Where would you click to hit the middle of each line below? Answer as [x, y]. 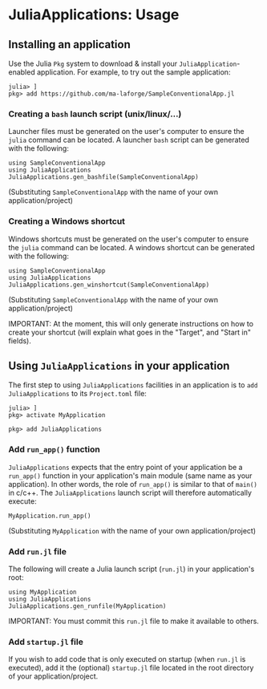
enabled [22, 72]
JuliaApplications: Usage [94, 15]
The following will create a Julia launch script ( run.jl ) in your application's [131, 569]
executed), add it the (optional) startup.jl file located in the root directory [131, 668]
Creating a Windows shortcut [67, 221]
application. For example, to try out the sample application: [133, 72]
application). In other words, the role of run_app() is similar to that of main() [133, 484]
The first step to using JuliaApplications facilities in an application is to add [133, 385]
